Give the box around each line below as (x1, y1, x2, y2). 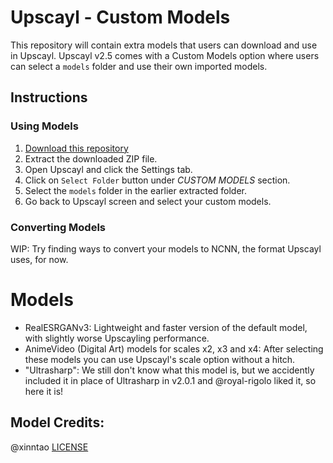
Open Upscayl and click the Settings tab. (24, 163, 193, 175)
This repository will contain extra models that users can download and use (10, 39, 318, 51)
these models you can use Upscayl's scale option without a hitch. (24, 353, 296, 365)
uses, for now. (10, 253, 69, 265)
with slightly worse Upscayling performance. (24, 332, 210, 344)
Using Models (10, 119, 79, 133)
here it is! (24, 385, 64, 397)
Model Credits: (10, 414, 105, 431)
